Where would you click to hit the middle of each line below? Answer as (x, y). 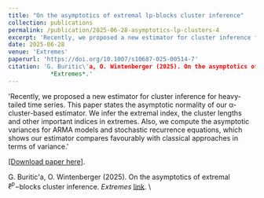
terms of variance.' (38, 146)
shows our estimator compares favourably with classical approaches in (123, 137)
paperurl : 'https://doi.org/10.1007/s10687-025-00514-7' (103, 60)
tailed (17, 104)
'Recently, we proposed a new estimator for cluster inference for (113, 96)
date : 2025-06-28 (37, 45)
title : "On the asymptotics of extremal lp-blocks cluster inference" (126, 15)
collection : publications (50, 23)
